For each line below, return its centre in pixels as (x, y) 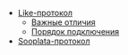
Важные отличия (63, 22)
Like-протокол (45, 13)
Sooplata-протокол (54, 41)
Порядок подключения (75, 31)
